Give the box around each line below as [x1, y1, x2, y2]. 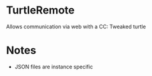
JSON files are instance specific [14, 63, 93, 70]
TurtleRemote [6, 4, 75, 17]
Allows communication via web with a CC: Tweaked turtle [6, 23, 146, 30]
